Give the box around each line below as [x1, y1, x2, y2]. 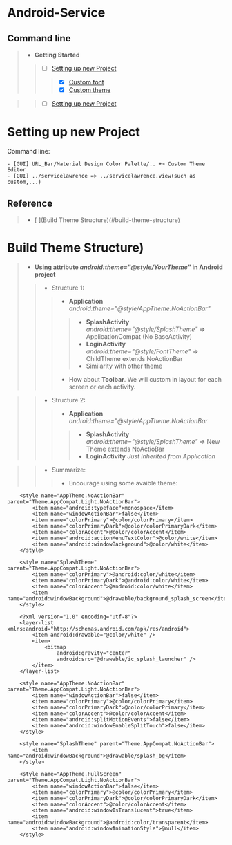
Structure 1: [51, 284, 85, 292]
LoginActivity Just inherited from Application [86, 452, 215, 461]
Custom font [68, 78, 105, 86]
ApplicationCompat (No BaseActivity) [86, 332, 192, 340]
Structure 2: [51, 396, 86, 404]
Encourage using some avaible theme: [68, 479, 178, 487]
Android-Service [7, 5, 106, 21]
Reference [7, 197, 53, 209]
